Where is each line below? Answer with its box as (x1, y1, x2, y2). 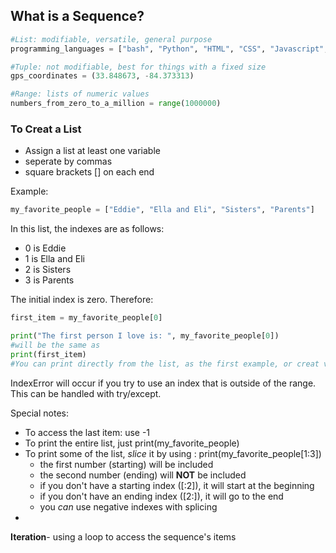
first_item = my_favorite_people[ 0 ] (10, 313, 163, 323)
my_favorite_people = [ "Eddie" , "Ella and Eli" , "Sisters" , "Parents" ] (10, 205, 315, 215)
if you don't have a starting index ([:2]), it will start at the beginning (39, 479, 315, 491)
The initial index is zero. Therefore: (10, 294, 154, 306)
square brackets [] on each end (24, 166, 155, 178)
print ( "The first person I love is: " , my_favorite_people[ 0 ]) (10, 331, 280, 341)
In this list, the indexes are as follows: (10, 223, 165, 235)
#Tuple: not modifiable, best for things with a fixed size (10, 62, 267, 72)
